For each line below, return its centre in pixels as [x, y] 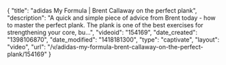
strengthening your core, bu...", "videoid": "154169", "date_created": [102, 32]
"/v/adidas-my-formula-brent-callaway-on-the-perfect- [125, 47]
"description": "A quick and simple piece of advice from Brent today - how [112, 18]
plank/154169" [27, 54]
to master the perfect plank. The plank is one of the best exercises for [105, 25]
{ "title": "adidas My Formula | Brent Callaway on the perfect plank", [102, 11]
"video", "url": [27, 47]
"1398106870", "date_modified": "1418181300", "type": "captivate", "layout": [113, 40]
